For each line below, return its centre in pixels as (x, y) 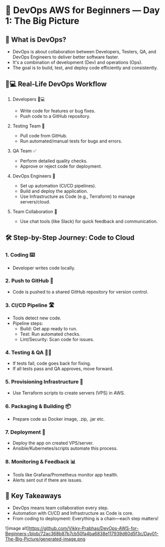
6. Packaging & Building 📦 (38, 406)
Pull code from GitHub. (44, 135)
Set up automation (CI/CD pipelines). (58, 185)
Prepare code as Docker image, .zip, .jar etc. (59, 419)
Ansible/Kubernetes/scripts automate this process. (65, 448)
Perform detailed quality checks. (54, 161)
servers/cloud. (35, 201)
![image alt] (17, 528)
